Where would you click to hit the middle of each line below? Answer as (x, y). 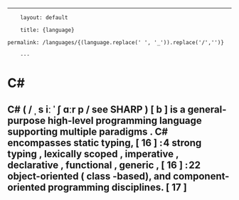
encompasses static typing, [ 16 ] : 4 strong (105, 143)
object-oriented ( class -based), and (89, 176)
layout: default (44, 18)
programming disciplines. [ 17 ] (117, 187)
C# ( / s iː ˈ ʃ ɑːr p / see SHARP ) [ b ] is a (97, 109)
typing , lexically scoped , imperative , (93, 154)
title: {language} (47, 30)
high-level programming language (125, 121)
